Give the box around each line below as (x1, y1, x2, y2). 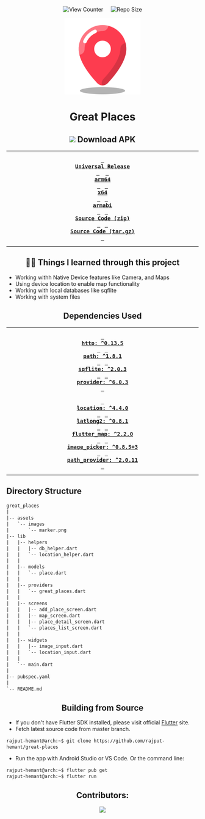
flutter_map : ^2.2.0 (71, 431, 134, 437)
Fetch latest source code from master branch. (15, 726, 131, 733)
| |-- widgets (6, 637, 48, 644)
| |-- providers (6, 582, 53, 589)
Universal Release (75, 163, 130, 170)
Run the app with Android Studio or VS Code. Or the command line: (15, 755, 184, 762)
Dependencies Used (63, 311, 142, 321)
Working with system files (15, 293, 81, 300)
